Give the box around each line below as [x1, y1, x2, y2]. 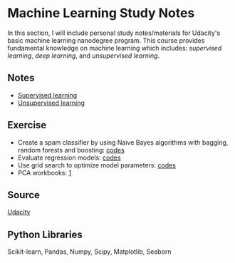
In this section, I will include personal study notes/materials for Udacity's [7, 29, 221, 37]
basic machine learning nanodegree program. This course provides [7, 36, 205, 44]
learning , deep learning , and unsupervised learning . [7, 51, 160, 60]
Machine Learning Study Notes [7, 5, 195, 21]
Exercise [7, 119, 47, 131]
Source [7, 189, 41, 201]
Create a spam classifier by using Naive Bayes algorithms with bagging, [17, 138, 229, 147]
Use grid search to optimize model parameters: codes [17, 160, 177, 169]
